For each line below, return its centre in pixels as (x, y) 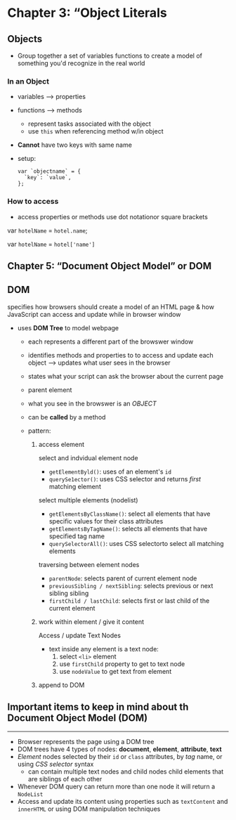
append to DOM (61, 685)
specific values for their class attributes (106, 521)
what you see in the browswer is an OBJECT (92, 403)
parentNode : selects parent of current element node (123, 578)
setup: (27, 159)
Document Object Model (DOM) (78, 718)
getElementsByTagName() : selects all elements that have (128, 528)
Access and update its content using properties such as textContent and (123, 801)
